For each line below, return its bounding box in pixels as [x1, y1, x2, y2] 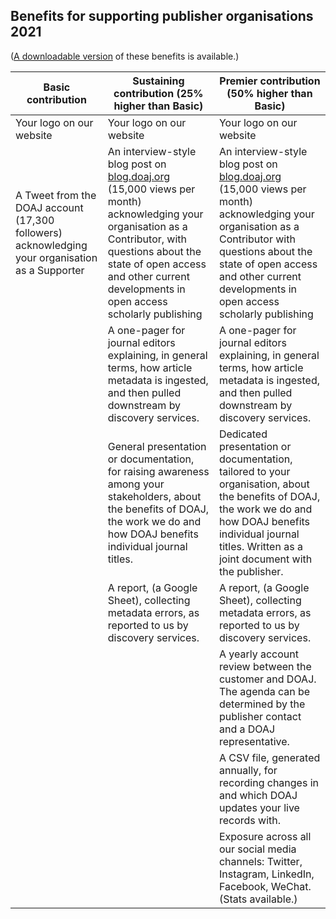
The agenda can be [218, 684, 311, 698]
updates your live [218, 800, 300, 814]
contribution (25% [113, 86, 204, 100]
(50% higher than [226, 86, 313, 100]
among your [107, 477, 165, 491]
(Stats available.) [218, 892, 298, 906]
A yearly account [218, 647, 299, 661]
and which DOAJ [218, 788, 298, 802]
